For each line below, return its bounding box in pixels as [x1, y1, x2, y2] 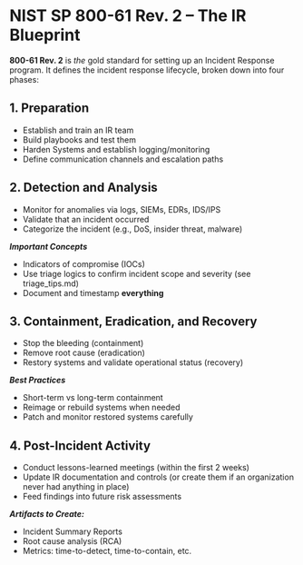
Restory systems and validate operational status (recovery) [22, 357, 244, 368]
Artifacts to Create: [9, 509, 84, 520]
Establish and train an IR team [22, 124, 134, 135]
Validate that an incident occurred [22, 213, 150, 224]
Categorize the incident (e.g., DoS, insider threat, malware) [22, 223, 243, 234]
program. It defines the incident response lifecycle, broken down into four [9, 64, 285, 75]
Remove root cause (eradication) [22, 347, 145, 359]
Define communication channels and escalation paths [22, 154, 224, 164]
